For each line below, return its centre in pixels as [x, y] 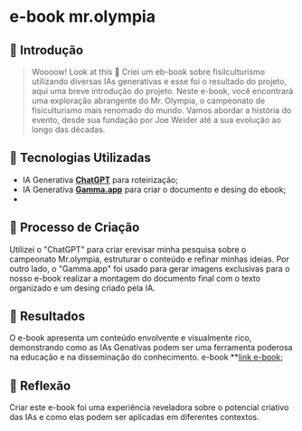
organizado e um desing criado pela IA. [82, 288]
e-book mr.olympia [83, 17]
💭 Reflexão [40, 385]
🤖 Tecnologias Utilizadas [80, 158]
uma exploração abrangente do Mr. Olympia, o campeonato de [148, 101]
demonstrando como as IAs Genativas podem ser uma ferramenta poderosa [151, 348]
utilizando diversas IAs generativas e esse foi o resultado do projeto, [159, 81]
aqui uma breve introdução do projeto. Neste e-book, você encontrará [162, 91]
